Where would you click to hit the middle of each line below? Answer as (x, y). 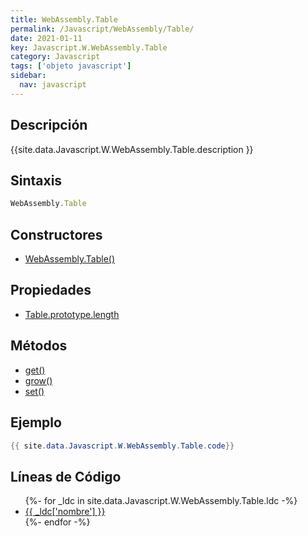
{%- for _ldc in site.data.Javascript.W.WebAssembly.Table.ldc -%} (161, 501)
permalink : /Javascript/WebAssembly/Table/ (102, 29)
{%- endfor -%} (57, 522)
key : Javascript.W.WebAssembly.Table (89, 47)
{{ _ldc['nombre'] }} (65, 512)
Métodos (39, 346)
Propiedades (51, 290)
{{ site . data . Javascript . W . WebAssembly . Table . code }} (122, 446)
